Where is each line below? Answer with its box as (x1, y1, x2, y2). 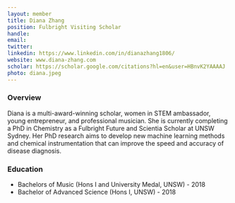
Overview (7, 93, 42, 103)
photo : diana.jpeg (7, 69, 61, 76)
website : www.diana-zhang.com (7, 57, 97, 64)
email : (7, 37, 27, 44)
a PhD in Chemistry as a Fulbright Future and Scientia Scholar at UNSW (7, 124, 215, 132)
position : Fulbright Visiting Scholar (7, 23, 121, 30)
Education (7, 164, 44, 174)
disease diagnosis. (7, 146, 62, 155)
